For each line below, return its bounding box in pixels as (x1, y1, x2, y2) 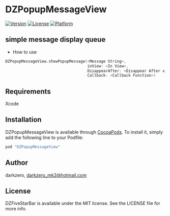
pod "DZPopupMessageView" (5, 144, 60, 149)
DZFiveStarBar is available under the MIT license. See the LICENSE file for (5, 200, 160, 206)
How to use (12, 49, 37, 55)
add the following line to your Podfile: (5, 134, 84, 140)
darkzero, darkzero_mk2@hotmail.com (5, 172, 87, 178)
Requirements (5, 87, 51, 95)
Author (5, 158, 28, 167)
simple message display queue (5, 35, 106, 44)
